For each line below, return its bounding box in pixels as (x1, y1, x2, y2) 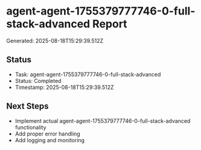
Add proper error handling (14, 130, 80, 137)
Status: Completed (14, 77, 62, 84)
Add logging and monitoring (14, 136, 85, 143)
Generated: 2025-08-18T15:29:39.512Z (6, 37, 104, 44)
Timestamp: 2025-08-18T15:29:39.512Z (14, 83, 114, 91)
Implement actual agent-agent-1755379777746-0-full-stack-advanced (14, 117, 191, 125)
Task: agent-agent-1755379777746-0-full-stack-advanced (14, 71, 161, 78)
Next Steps (6, 101, 49, 111)
